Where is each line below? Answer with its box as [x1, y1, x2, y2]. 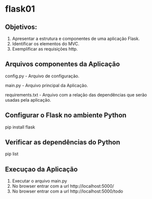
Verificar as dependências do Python [5, 138, 120, 146]
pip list [5, 151, 19, 157]
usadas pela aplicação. [5, 97, 51, 103]
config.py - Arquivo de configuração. [5, 73, 79, 79]
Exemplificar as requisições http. [12, 46, 78, 52]
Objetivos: [5, 23, 38, 31]
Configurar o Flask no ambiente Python [5, 111, 127, 120]
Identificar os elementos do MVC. [12, 41, 79, 47]
